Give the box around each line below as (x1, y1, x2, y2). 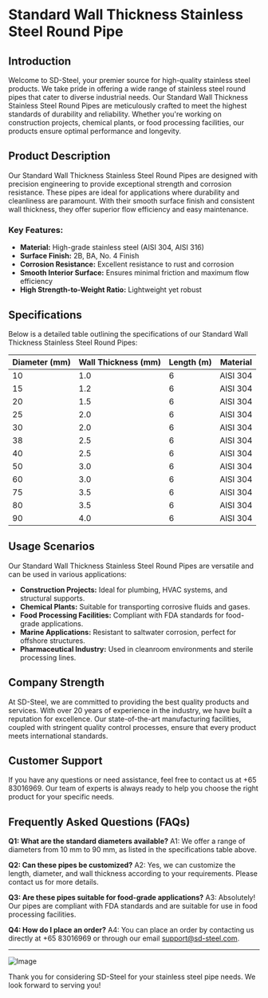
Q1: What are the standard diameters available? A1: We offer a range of (8, 836, 246, 846)
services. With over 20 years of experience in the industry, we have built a (8, 705, 253, 715)
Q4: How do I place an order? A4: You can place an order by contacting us (8, 925, 254, 935)
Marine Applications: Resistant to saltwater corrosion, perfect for (19, 627, 237, 637)
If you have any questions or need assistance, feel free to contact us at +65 (8, 775, 257, 785)
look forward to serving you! (8, 980, 101, 990)
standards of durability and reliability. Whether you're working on (8, 109, 222, 119)
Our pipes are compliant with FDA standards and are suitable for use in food (8, 901, 258, 911)
